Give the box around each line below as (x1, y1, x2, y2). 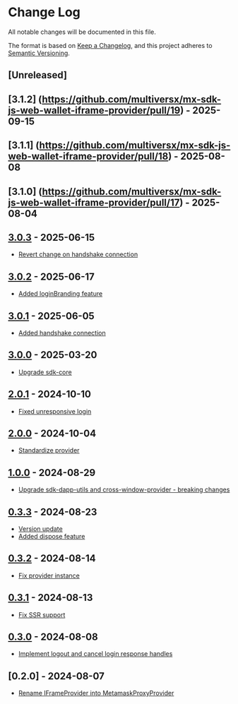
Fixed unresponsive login (18, 407, 92, 415)
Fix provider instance (18, 571, 80, 580)
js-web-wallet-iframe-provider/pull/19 (8, 104, 181, 117)
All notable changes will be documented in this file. (8, 28, 156, 36)
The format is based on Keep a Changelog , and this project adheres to (8, 41, 213, 49)
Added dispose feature (18, 532, 85, 540)
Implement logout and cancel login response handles (18, 650, 173, 658)
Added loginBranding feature (18, 290, 103, 298)
